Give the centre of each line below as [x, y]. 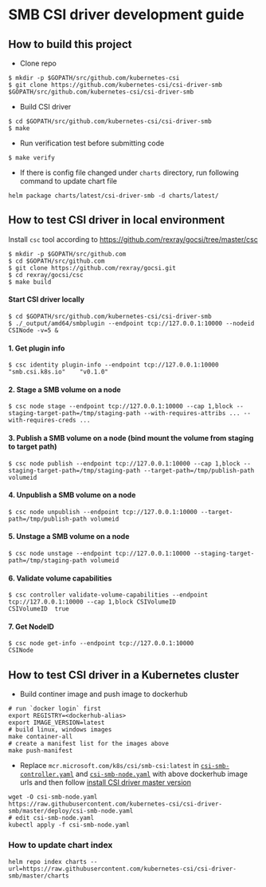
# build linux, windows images [60, 730]
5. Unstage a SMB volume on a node [69, 537]
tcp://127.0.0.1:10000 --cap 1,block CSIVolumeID [92, 602]
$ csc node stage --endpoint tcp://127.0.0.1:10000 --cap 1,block [121, 406]
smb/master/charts [39, 876]
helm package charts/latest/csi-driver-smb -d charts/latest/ [113, 196]
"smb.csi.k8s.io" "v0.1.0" [59, 372]
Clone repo [38, 63]
